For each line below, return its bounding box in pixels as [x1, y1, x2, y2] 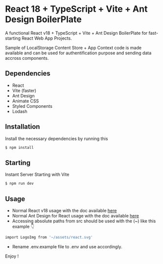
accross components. [5, 55, 49, 61]
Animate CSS [12, 98, 39, 104]
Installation [5, 122, 40, 131]
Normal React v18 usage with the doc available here [12, 207, 117, 214]
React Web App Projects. [22, 35, 72, 41]
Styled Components [12, 103, 53, 109]
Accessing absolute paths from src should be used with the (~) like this [12, 218, 156, 224]
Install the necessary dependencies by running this [5, 136, 108, 142]
